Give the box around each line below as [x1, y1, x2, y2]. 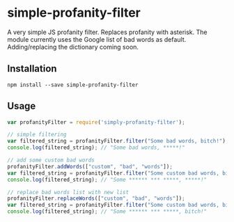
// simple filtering [7, 131, 68, 138]
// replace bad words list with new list [7, 189, 130, 196]
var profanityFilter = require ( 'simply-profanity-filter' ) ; [7, 118, 186, 126]
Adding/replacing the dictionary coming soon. [7, 42, 139, 51]
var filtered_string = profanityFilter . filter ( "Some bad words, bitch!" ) [7, 138, 226, 145]
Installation [7, 63, 57, 74]
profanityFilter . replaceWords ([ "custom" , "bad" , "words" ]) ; [7, 195, 186, 203]
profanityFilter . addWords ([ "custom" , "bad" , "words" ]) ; [7, 163, 173, 170]
